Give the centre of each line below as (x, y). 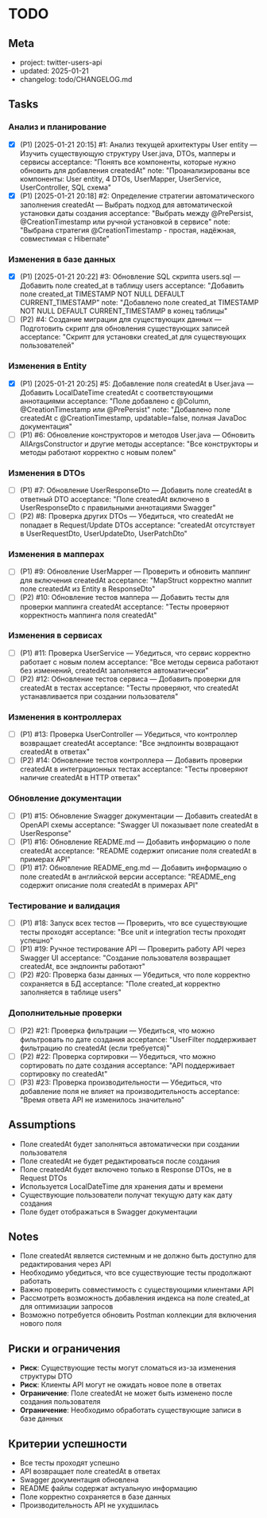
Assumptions (42, 1125)
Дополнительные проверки (65, 1013)
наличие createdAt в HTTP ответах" (80, 778)
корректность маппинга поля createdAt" (88, 615)
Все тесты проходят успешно (70, 1463)
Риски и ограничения (64, 1349)
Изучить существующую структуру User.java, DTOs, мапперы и (128, 153)
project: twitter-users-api (61, 62)
